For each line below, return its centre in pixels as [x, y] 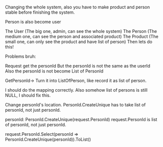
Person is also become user [33, 22]
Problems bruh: [21, 56]
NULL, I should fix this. [28, 95]
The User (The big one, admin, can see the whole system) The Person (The [81, 31]
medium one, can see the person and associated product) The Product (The [82, 37]
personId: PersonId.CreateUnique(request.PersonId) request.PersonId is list [81, 119]
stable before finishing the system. [40, 12]
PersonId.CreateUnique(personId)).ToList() [48, 139]
